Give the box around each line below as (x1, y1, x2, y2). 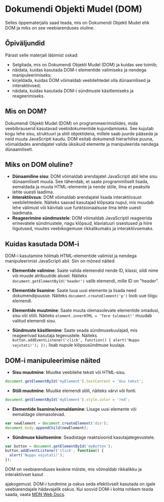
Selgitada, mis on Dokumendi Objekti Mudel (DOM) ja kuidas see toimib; (12, 61, 158, 67)
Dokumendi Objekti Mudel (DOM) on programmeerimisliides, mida (5, 120, 138, 126)
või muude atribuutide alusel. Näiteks (12, 273, 87, 279)
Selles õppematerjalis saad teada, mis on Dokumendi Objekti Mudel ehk (5, 20, 150, 26)
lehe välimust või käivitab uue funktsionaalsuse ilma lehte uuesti (12, 205, 141, 211)
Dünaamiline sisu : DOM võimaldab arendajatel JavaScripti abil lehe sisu (12, 173, 158, 180)
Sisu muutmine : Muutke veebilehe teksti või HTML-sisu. (12, 370, 126, 375)
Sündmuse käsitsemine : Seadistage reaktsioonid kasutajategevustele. (12, 434, 155, 440)
